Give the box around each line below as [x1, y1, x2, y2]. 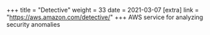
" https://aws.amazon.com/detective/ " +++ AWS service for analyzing [6, 13, 204, 21]
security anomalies [6, 21, 61, 28]
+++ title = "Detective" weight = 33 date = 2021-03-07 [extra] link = [6, 6, 199, 14]
